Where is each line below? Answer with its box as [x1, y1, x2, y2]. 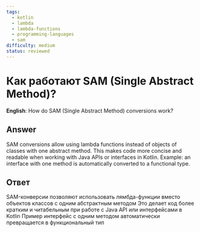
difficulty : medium [6, 43, 56, 49]
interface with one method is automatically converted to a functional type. [6, 159, 190, 167]
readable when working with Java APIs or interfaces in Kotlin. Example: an [6, 153, 191, 161]
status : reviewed [6, 48, 50, 54]
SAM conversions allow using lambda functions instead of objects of [6, 140, 177, 148]
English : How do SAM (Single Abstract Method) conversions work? [6, 107, 173, 114]
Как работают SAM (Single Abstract [6, 74, 194, 88]
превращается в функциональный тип [6, 219, 105, 227]
